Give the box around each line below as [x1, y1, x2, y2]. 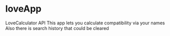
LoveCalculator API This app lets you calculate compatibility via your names [5, 20, 165, 26]
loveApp [5, 3, 42, 15]
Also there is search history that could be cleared [5, 25, 109, 31]
